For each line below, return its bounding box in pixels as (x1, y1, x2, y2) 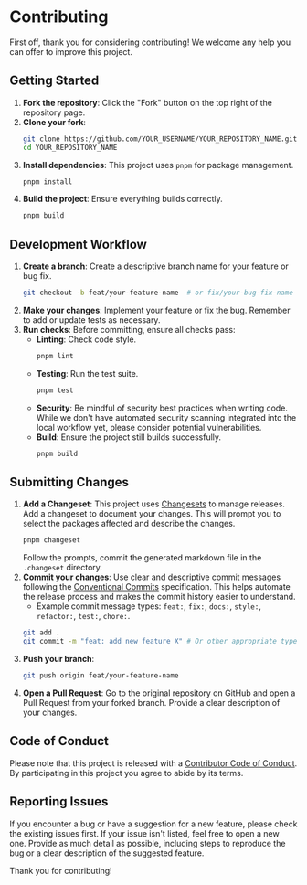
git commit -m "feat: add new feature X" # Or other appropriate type (22, 637, 298, 646)
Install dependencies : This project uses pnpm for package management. (22, 159, 294, 170)
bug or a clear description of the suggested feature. (9, 848, 205, 858)
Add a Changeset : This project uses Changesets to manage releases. (22, 498, 286, 509)
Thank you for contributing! (9, 865, 112, 876)
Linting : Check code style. (36, 334, 137, 345)
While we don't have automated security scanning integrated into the (36, 411, 297, 422)
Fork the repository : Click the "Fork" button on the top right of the (22, 97, 272, 108)
